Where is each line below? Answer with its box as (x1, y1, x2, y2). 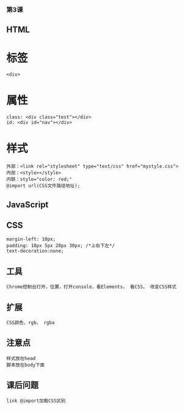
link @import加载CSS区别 (6, 398, 66, 404)
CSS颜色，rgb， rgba (6, 319, 55, 326)
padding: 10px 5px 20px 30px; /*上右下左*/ (6, 243, 115, 249)
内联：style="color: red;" (6, 176, 72, 182)
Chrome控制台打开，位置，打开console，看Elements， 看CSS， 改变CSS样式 (6, 284, 177, 290)
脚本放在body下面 (6, 362, 45, 368)
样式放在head (6, 355, 36, 361)
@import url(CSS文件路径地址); (6, 183, 81, 189)
